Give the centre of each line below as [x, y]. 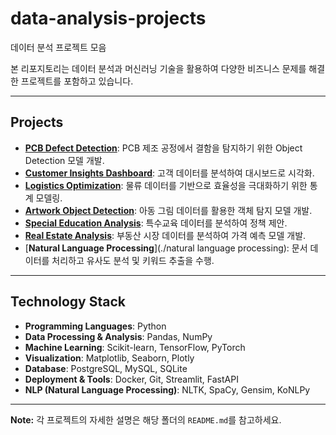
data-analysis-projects [108, 18]
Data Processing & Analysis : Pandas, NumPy [118, 336]
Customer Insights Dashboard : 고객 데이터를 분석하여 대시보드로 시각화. [169, 173]
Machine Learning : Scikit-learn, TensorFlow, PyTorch [135, 347]
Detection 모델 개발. [64, 160]
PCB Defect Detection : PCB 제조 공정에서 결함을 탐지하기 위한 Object [163, 148]
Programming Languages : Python [95, 326]
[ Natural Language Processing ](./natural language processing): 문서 [166, 248]
